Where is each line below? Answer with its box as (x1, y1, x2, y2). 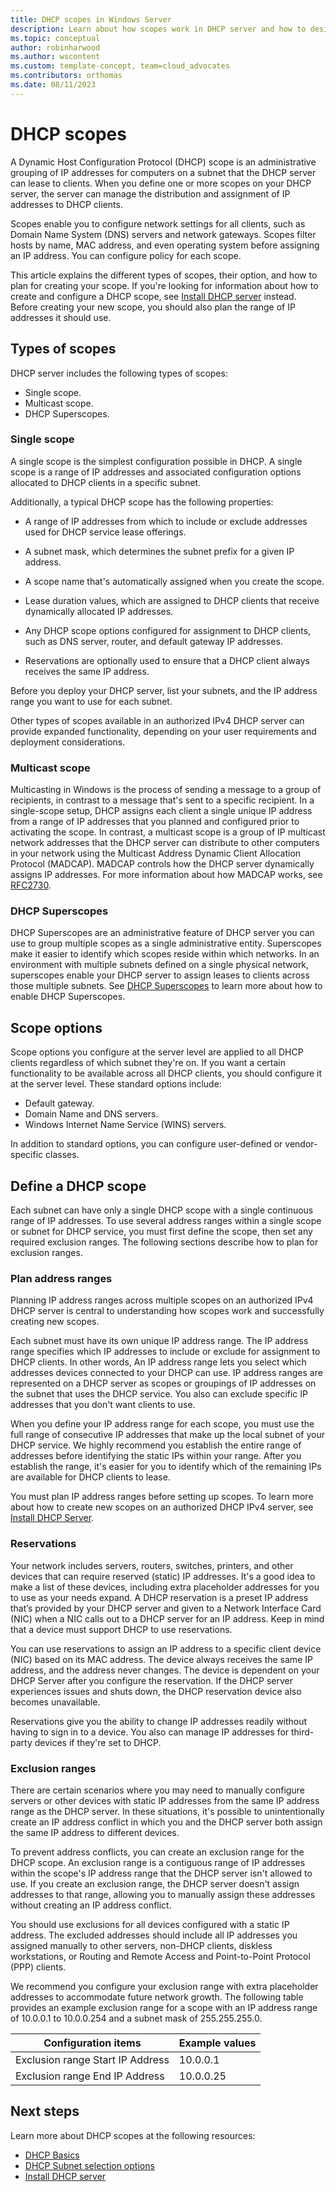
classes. (45, 1149, 80, 1161)
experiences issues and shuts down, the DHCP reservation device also (10, 1685, 302, 1697)
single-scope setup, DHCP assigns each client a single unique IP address (10, 805, 313, 817)
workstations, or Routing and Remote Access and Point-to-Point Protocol (10, 1950, 311, 1962)
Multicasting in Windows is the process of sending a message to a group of (10, 784, 322, 796)
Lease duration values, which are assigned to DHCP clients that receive (24, 594, 320, 606)
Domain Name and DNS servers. (24, 1108, 159, 1120)
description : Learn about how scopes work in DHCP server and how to (10, 24, 307, 34)
